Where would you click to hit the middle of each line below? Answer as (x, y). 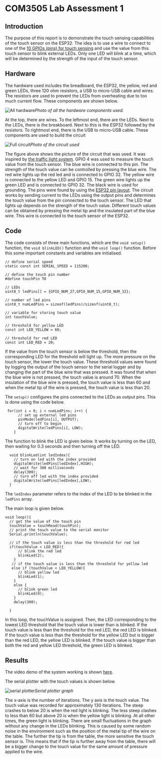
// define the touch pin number (37, 274)
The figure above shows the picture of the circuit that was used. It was (75, 154)
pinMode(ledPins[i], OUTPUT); (48, 419)
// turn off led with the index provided (56, 476)
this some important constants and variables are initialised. (64, 253)
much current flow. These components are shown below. (62, 101)
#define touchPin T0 (26, 279)
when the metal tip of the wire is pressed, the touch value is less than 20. (78, 387)
